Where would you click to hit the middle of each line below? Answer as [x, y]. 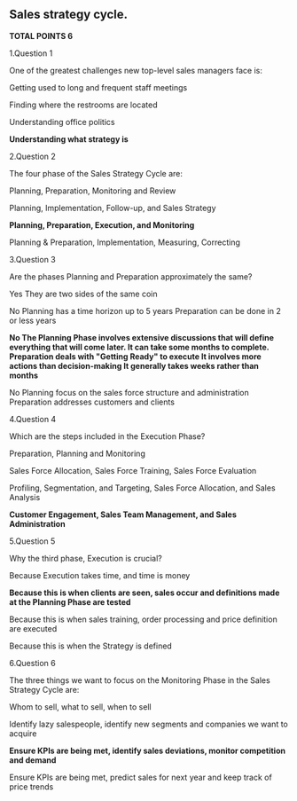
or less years [33, 320]
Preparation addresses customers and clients [92, 402]
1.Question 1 [31, 53]
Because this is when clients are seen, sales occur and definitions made [145, 593]
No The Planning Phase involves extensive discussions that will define [142, 337]
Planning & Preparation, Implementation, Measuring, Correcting [125, 242]
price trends [31, 786]
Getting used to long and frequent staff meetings [98, 87]
